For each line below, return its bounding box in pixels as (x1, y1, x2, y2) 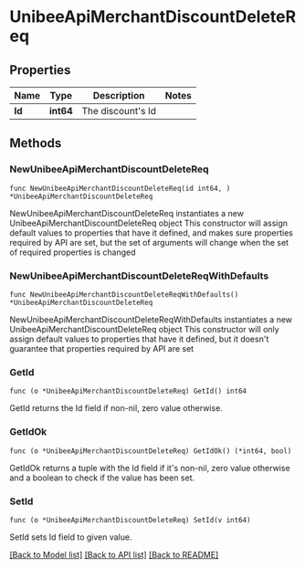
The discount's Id (81, 105, 157, 117)
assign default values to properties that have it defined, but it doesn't (9, 333, 269, 344)
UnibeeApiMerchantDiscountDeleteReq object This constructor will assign (9, 217, 289, 228)
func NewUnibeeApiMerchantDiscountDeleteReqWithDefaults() (9, 290, 239, 299)
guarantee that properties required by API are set (9, 342, 195, 353)
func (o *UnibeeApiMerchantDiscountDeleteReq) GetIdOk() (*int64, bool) (9, 446, 292, 456)
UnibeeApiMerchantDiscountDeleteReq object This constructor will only (9, 323, 280, 334)
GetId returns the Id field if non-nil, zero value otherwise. (9, 403, 224, 414)
